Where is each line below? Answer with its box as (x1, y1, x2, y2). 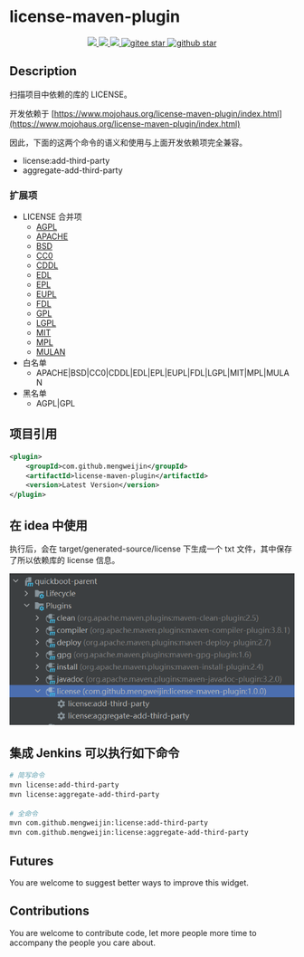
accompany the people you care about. (9, 937, 157, 948)
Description (9, 63, 77, 79)
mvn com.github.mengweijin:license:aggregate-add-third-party (9, 828, 249, 837)
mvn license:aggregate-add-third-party (9, 790, 160, 799)
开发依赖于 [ (9, 108, 55, 119)
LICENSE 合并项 (22, 211, 82, 223)
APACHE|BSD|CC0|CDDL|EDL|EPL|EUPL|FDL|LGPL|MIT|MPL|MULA (35, 368, 290, 378)
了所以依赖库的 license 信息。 (9, 555, 120, 566)
